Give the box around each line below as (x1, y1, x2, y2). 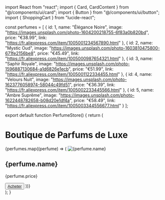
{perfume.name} (5, 160, 58, 168)
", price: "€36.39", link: (69, 82, 115, 88)
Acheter (7, 183, 22, 189)
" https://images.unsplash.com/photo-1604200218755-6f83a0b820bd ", (5, 30, 149, 35)
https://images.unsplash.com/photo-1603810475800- (51, 45, 160, 51)
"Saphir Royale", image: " (5, 61, 56, 67)
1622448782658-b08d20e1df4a (5, 98, 70, 103)
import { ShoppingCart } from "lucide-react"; (5, 15, 96, 20)
